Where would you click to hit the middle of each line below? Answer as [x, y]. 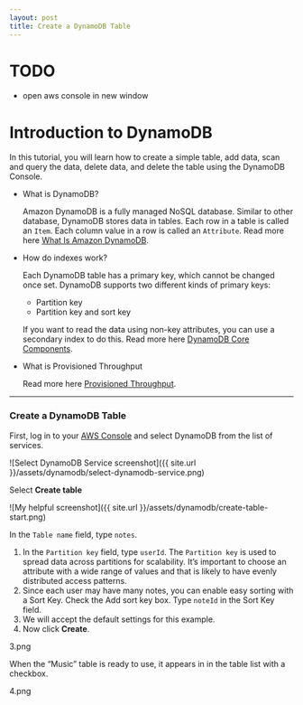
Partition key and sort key [83, 312]
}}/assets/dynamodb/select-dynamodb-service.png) [107, 472]
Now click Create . [56, 628]
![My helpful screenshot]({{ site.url [73, 507]
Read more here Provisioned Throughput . [99, 384]
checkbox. [29, 673]
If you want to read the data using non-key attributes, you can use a [148, 330]
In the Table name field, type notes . [73, 534]
